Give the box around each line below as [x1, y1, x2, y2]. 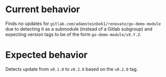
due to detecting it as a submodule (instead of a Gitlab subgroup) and [5, 25, 153, 32]
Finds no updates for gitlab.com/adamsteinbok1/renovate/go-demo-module [5, 20, 161, 27]
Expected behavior [5, 49, 88, 61]
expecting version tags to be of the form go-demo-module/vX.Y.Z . [5, 31, 141, 37]
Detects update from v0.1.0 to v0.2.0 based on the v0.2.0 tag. [5, 66, 138, 72]
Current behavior [5, 4, 80, 15]
